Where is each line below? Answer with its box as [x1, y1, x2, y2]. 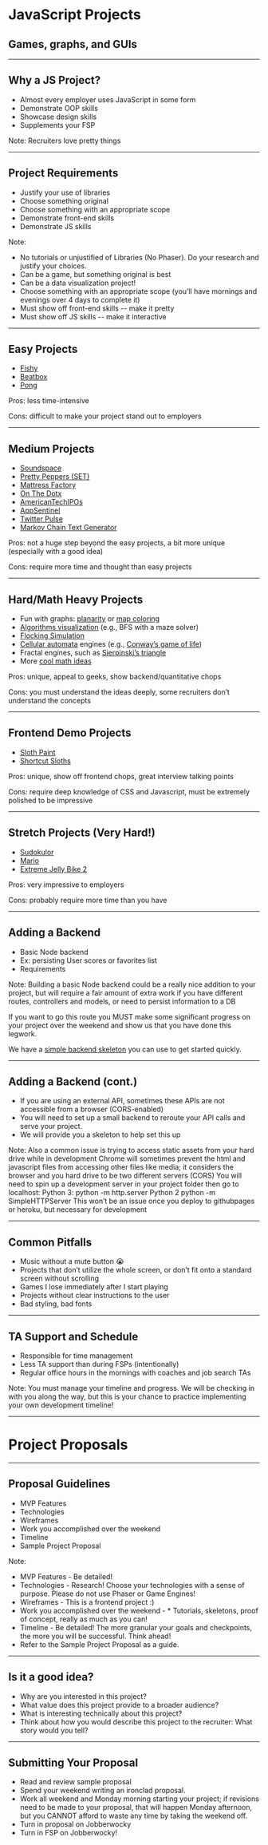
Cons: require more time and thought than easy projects [8, 562, 193, 572]
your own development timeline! [8, 1400, 114, 1410]
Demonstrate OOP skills [19, 103, 98, 113]
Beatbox [19, 372, 48, 382]
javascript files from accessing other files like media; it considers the [8, 1162, 234, 1172]
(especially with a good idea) [8, 547, 104, 556]
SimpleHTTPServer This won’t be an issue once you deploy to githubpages [8, 1196, 255, 1206]
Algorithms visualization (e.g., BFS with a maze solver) [19, 623, 199, 632]
